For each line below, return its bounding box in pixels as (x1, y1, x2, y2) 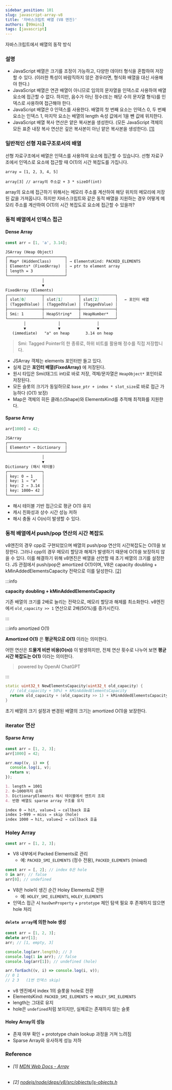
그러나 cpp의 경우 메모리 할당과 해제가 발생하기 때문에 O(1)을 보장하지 (20, 549, 160, 555)
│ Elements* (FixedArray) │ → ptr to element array (5, 264, 120, 269)
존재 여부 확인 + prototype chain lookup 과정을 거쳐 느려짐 (12, 1031, 132, 1037)
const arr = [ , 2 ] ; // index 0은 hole (5, 867, 87, 873)
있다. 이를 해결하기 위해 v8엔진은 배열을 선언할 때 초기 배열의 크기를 (16, 555, 151, 561)
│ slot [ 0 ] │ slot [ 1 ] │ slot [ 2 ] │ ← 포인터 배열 (5, 297, 149, 302)
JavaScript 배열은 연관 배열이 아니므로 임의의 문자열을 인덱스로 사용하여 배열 (12, 87, 166, 93)
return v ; (10, 770, 31, 775)
